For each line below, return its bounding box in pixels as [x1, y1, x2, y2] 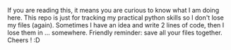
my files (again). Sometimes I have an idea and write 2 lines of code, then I [7, 21, 225, 29]
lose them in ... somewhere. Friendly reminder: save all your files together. [7, 28, 223, 37]
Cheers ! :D [7, 36, 40, 44]
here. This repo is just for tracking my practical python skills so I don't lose [7, 13, 224, 22]
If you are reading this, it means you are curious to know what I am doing [7, 6, 220, 14]
